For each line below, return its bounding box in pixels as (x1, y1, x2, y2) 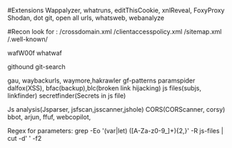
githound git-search (7, 63, 66, 70)
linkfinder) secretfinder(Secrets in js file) (7, 92, 126, 100)
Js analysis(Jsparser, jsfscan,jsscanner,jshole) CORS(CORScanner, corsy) (7, 105, 226, 113)
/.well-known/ (7, 35, 48, 43)
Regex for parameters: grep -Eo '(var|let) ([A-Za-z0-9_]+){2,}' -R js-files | (7, 127, 223, 134)
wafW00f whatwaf (7, 49, 62, 57)
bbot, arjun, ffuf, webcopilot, (7, 113, 91, 121)
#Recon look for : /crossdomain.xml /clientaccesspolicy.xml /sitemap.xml (7, 28, 223, 36)
